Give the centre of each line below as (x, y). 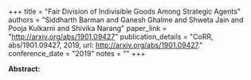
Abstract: (24, 69)
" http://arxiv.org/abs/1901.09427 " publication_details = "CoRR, (111, 36)
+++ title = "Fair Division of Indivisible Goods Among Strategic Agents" (125, 11)
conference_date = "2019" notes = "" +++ (77, 53)
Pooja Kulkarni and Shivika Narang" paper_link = (88, 28)
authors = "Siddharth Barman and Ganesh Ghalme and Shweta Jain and (126, 20)
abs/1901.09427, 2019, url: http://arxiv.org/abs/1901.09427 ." (106, 45)
